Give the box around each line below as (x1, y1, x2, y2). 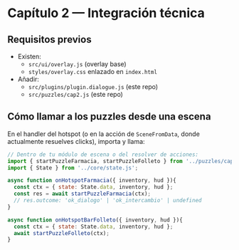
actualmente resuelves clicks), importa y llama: (7, 137, 145, 145)
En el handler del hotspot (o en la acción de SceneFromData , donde (7, 130, 201, 138)
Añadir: (17, 75, 39, 83)
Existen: (17, 52, 41, 61)
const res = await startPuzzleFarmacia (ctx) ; (14, 190, 152, 197)
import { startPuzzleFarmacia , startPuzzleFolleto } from (7, 157, 183, 165)
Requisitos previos (7, 33, 92, 46)
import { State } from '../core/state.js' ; (7, 164, 139, 172)
